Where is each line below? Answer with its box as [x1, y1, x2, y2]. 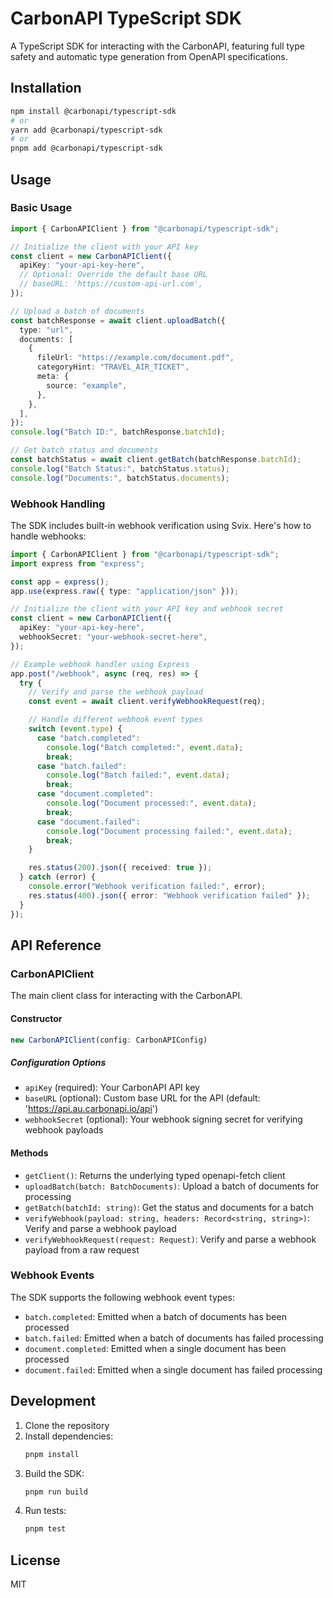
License [10, 1552, 61, 1569]
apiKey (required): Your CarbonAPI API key [24, 1082, 200, 1094]
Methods [10, 1147, 49, 1159]
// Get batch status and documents [10, 445, 159, 456]
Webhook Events [10, 1268, 95, 1282]
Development [10, 1393, 97, 1410]
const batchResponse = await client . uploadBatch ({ [10, 315, 226, 326]
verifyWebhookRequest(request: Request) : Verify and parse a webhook [24, 1233, 317, 1245]
